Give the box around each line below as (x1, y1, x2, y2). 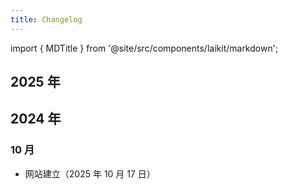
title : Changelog (10, 14, 83, 25)
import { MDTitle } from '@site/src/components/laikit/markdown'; (10, 42, 279, 54)
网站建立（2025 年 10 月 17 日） (24, 167, 156, 180)
